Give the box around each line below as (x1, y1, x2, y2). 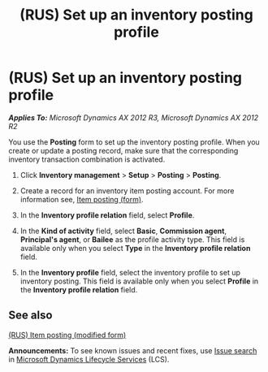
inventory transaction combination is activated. (8, 154, 166, 164)
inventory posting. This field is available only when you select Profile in (19, 276, 259, 286)
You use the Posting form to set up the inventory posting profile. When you (8, 136, 260, 147)
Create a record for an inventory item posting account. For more (19, 185, 235, 196)
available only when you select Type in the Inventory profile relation (19, 243, 251, 253)
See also (8, 309, 53, 322)
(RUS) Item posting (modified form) (8, 330, 127, 340)
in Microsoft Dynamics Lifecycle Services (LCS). (8, 354, 170, 364)
